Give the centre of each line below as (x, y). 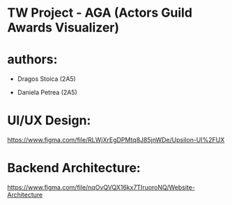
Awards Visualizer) (63, 28)
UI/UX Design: (49, 121)
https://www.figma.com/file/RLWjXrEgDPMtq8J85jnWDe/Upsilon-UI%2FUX (116, 140)
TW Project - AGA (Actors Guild (100, 13)
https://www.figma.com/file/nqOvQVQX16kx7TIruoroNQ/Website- (101, 187)
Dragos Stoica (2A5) (47, 79)
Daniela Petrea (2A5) (47, 93)
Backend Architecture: (74, 168)
